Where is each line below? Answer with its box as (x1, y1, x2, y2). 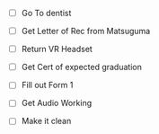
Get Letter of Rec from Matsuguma (21, 26, 151, 37)
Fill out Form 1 (21, 80, 74, 91)
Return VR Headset (21, 44, 93, 55)
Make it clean (21, 116, 72, 127)
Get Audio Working (21, 98, 93, 109)
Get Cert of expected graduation (21, 62, 143, 73)
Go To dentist (21, 8, 72, 18)
